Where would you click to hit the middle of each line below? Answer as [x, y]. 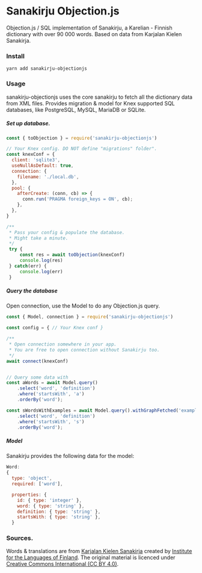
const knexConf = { [31, 155]
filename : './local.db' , [48, 177]
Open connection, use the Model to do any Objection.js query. [83, 306]
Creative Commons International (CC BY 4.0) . [63, 564]
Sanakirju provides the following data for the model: [70, 456]
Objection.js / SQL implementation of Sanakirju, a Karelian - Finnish [89, 28]
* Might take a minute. [38, 238]
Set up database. [28, 123]
